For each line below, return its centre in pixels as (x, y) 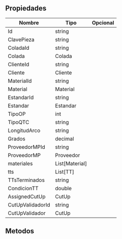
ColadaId (19, 48)
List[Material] (71, 163)
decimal (65, 138)
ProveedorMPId (27, 147)
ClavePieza (21, 39)
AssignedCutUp (27, 196)
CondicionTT (23, 188)
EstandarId (21, 97)
